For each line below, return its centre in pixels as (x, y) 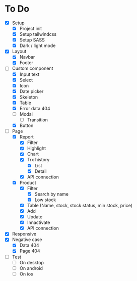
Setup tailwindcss (38, 34)
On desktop (31, 262)
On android (31, 268)
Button (26, 126)
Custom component (32, 68)
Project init (31, 29)
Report (26, 137)
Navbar (27, 57)
